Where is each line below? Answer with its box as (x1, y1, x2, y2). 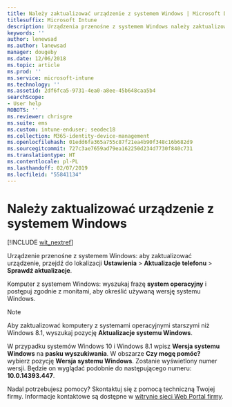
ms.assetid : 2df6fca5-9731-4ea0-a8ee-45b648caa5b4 (7, 87, 156, 94)
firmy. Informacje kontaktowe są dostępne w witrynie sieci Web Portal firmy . (7, 392, 224, 401)
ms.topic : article (7, 62, 60, 69)
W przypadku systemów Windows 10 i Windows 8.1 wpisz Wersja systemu (7, 342, 220, 350)
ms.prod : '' (7, 68, 41, 75)
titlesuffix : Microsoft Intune (7, 17, 97, 24)
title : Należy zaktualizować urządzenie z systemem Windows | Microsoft (7, 10, 221, 17)
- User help (7, 100, 41, 107)
